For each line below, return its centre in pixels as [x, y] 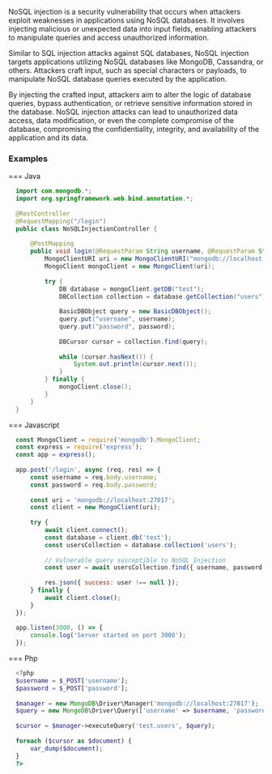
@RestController [43, 214]
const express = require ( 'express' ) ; [79, 447]
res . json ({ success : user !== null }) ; [112, 583]
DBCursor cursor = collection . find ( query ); [134, 342]
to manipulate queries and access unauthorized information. [108, 37]
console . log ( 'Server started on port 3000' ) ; [108, 636]
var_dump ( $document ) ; [66, 748]
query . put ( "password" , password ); [117, 327]
